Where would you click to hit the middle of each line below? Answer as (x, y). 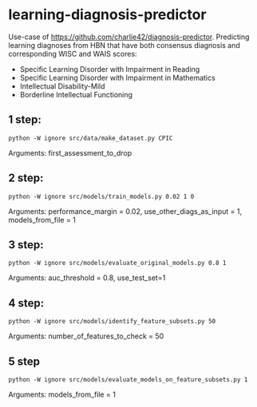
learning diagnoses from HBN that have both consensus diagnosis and (125, 45)
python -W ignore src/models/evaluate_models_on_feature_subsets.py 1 (128, 380)
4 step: (26, 303)
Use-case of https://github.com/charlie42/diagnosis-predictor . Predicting (129, 37)
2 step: (26, 178)
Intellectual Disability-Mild (62, 86)
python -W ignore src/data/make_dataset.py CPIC (91, 138)
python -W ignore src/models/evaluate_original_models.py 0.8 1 (117, 263)
